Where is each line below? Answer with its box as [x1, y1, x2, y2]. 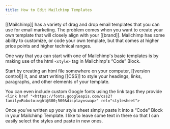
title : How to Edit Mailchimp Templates [5, 7, 93, 13]
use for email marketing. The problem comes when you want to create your [5, 26, 163, 33]
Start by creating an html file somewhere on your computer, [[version [5, 68, 150, 74]
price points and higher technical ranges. [5, 42, 92, 49]
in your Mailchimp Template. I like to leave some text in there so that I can [5, 112, 159, 118]
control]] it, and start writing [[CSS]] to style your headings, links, [5, 73, 142, 79]
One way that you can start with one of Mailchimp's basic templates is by [5, 53, 159, 59]
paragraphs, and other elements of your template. [5, 78, 110, 84]
